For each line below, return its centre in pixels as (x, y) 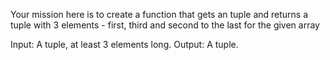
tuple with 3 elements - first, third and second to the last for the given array (165, 25)
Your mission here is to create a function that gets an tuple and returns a (159, 14)
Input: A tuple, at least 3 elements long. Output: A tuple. (124, 44)
